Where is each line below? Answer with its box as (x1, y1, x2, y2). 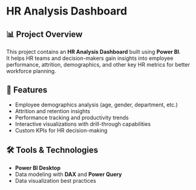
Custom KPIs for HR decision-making (14, 126, 107, 134)
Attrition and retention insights (14, 107, 90, 114)
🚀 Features (6, 85, 48, 95)
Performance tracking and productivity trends (14, 114, 129, 121)
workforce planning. (6, 68, 56, 74)
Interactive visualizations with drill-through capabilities (14, 120, 151, 128)
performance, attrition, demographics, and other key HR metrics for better (6, 61, 190, 68)
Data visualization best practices (14, 177, 96, 184)
